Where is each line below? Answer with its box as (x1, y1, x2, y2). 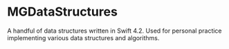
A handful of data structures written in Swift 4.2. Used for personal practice (7, 27, 223, 35)
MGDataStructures (7, 4, 118, 20)
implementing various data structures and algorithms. (7, 33, 160, 42)
